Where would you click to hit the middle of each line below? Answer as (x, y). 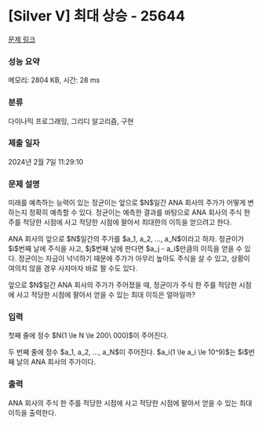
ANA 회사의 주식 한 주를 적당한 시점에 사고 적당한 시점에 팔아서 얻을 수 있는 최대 (130, 403)
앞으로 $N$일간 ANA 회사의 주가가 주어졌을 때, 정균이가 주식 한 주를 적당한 (123, 285)
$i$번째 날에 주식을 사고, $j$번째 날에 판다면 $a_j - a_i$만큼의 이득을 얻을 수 (126, 249)
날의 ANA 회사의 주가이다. (56, 362)
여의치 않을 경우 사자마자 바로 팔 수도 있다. (73, 268)
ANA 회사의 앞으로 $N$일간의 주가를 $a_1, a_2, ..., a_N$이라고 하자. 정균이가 (126, 239)
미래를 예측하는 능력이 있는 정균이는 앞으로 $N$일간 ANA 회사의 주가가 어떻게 (127, 203)
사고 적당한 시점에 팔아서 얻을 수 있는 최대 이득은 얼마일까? (106, 295)
